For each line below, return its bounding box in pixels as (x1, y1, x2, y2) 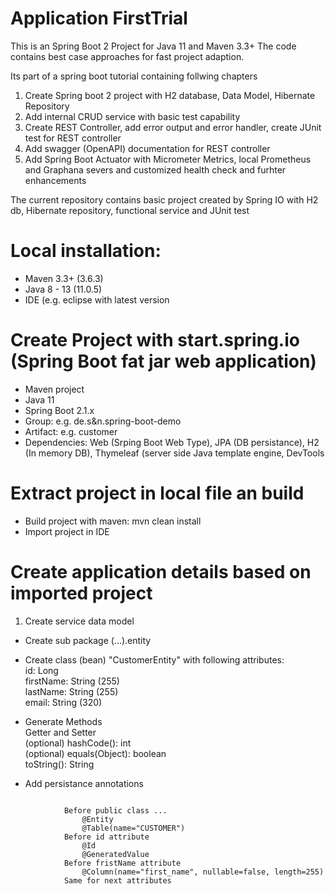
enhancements (24, 174, 87, 186)
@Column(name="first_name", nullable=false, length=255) (81, 867, 325, 877)
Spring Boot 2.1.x (24, 404, 95, 416)
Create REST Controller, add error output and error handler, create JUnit (24, 121, 322, 133)
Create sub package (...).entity (24, 634, 152, 646)
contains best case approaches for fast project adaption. (10, 50, 245, 62)
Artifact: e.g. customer (24, 425, 118, 437)
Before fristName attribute (63, 858, 182, 868)
